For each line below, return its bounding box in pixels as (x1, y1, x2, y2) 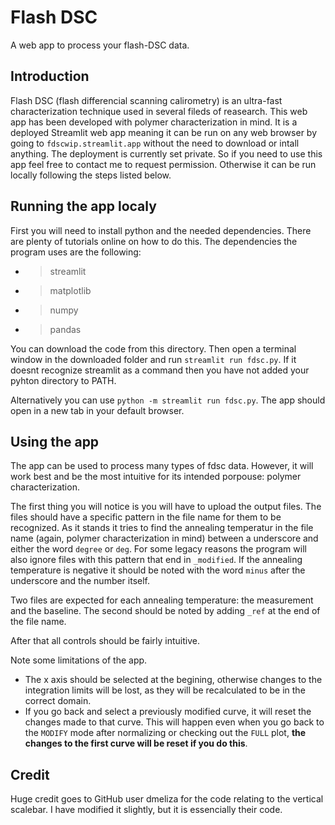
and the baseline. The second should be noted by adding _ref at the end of (10, 605, 321, 617)
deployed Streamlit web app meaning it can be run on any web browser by (10, 126, 317, 138)
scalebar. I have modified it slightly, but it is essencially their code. (10, 804, 283, 816)
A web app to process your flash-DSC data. (10, 39, 190, 51)
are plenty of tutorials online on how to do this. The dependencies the (10, 235, 298, 247)
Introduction (10, 68, 90, 85)
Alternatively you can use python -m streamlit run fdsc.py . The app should (10, 394, 326, 406)
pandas (49, 323, 82, 335)
